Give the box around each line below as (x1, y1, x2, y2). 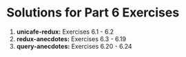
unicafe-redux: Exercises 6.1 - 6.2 (16, 27, 114, 36)
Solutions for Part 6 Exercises (6, 5, 180, 21)
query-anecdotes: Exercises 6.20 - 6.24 (16, 42, 132, 50)
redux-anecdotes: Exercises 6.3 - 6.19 (16, 34, 127, 43)
